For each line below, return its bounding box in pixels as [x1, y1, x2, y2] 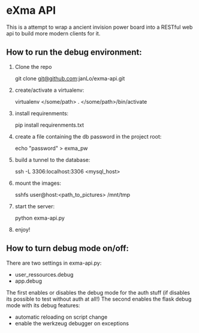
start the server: [14, 202, 55, 210]
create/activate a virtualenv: [14, 86, 85, 94]
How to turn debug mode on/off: [6, 244, 129, 254]
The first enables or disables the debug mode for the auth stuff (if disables [6, 289, 191, 296]
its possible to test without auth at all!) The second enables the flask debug [6, 295, 192, 302]
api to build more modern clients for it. [6, 29, 101, 37]
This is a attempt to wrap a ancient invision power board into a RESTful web [6, 23, 193, 31]
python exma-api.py [14, 214, 65, 221]
